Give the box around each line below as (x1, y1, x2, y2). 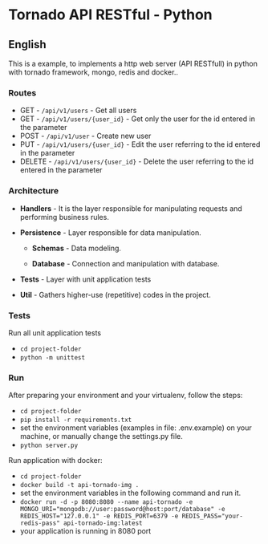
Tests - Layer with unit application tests (19, 274, 152, 284)
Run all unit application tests (8, 327, 102, 338)
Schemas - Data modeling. (31, 243, 122, 253)
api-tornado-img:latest (63, 519, 143, 527)
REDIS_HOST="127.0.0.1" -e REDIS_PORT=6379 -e (19, 512, 179, 521)
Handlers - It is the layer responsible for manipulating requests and (19, 203, 242, 213)
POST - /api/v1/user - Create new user (19, 131, 152, 141)
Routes (8, 87, 37, 98)
